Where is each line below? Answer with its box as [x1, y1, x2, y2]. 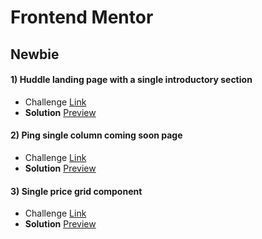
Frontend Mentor [10, 6, 154, 29]
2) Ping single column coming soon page [10, 129, 183, 141]
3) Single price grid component [10, 185, 143, 197]
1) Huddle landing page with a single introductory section [10, 74, 253, 86]
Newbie [10, 46, 60, 63]
